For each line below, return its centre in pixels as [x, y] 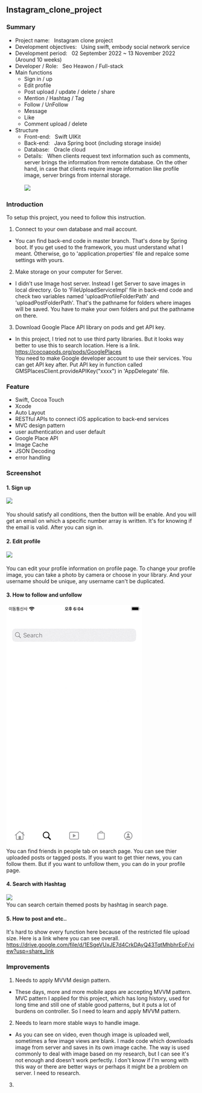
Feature [18, 386]
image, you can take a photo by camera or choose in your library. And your [99, 575]
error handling [33, 458]
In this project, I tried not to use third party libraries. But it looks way [99, 339]
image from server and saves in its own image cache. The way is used [102, 1047]
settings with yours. [39, 260]
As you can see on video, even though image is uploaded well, [93, 1034]
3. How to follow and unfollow [44, 595]
